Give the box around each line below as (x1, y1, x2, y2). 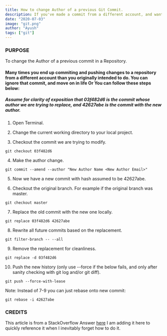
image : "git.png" (5, 21, 41, 26)
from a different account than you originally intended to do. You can (5, 75, 148, 81)
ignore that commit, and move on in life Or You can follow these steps (5, 80, 152, 86)
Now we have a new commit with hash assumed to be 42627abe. (12, 175, 146, 181)
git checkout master (5, 200, 48, 205)
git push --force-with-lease (5, 279, 66, 284)
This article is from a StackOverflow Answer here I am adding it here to (5, 320, 151, 326)
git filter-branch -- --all (5, 237, 64, 242)
